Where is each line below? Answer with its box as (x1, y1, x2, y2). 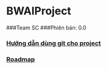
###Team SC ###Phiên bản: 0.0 (6, 24, 86, 31)
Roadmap (6, 55, 35, 64)
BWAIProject (6, 4, 71, 18)
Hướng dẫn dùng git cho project (6, 39, 102, 47)
